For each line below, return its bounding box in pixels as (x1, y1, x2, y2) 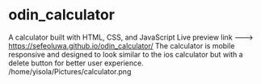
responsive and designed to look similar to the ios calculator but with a (8, 49, 244, 59)
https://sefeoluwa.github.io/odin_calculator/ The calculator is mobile (8, 40, 235, 50)
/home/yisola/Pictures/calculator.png (8, 66, 132, 76)
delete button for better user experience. (8, 58, 144, 68)
